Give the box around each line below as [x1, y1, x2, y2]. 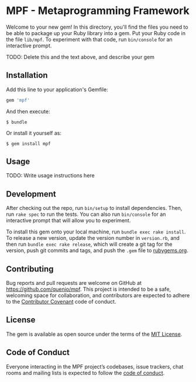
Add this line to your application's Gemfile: [6, 86, 108, 93]
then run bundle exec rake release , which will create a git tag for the [6, 241, 173, 248]
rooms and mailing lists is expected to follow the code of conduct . [6, 369, 165, 376]
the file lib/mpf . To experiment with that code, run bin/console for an [6, 36, 173, 43]
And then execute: [6, 108, 50, 115]
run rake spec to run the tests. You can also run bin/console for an [6, 211, 166, 218]
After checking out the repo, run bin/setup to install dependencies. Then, [6, 205, 183, 212]
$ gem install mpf [6, 140, 51, 147]
